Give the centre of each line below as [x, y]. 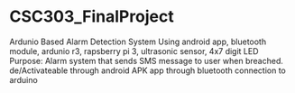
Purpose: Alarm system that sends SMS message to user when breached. [147, 60]
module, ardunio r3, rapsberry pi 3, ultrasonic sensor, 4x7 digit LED [134, 51]
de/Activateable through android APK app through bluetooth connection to [147, 70]
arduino [23, 79]
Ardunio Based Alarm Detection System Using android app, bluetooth [138, 42]
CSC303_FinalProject [92, 17]
